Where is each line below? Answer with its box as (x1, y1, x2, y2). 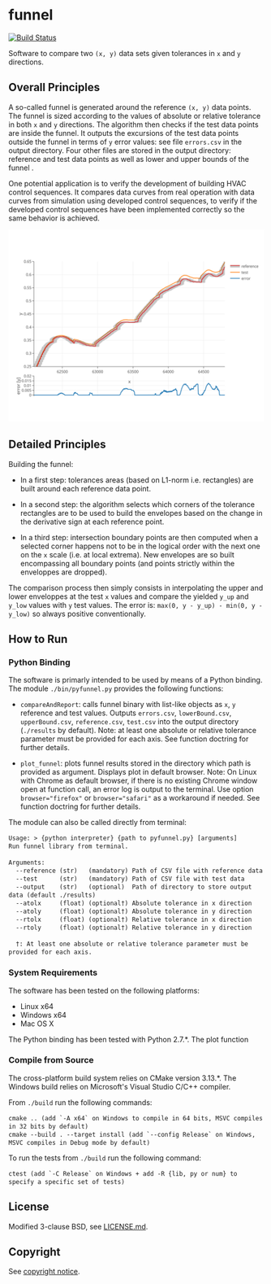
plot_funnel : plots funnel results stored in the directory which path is (19, 758, 252, 768)
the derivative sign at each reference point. (19, 517, 165, 526)
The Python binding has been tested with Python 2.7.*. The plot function (8, 1034, 249, 1044)
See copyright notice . (8, 1267, 80, 1277)
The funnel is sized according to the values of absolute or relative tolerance (8, 111, 261, 120)
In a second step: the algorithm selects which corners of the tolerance (19, 499, 256, 509)
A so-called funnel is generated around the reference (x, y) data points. (8, 102, 252, 111)
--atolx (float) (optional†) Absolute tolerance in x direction (15, 899, 252, 908)
